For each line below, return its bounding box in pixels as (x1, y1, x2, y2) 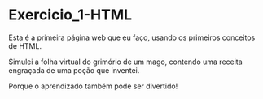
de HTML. (8, 41, 42, 50)
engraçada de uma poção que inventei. (8, 65, 140, 75)
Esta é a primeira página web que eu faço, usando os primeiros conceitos (8, 32, 256, 42)
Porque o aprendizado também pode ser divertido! (8, 81, 178, 91)
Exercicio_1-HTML (8, 6, 133, 24)
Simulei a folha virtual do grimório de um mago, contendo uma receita (8, 57, 243, 67)
